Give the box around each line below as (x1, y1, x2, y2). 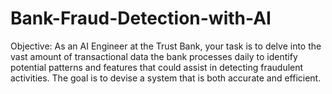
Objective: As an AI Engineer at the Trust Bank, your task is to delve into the (10, 40, 322, 52)
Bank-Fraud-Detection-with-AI (10, 7, 272, 30)
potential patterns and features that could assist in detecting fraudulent (10, 61, 304, 73)
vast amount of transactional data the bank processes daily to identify (10, 50, 298, 62)
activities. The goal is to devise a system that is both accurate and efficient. (10, 72, 322, 84)
